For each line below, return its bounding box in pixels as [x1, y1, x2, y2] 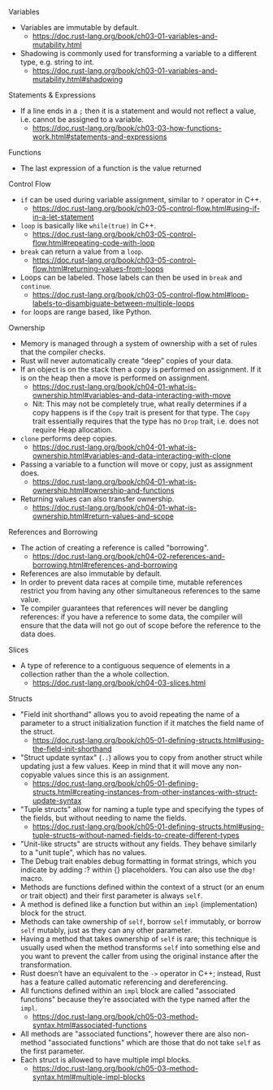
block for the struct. [19, 908, 87, 918]
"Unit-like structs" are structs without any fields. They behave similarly [19, 839, 258, 849]
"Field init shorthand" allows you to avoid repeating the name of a [19, 710, 240, 719]
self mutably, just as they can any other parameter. [19, 926, 193, 935]
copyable [19, 770, 52, 780]
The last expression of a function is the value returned [19, 163, 201, 173]
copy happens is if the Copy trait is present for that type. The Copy [32, 408, 250, 417]
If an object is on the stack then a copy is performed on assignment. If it [19, 365, 262, 374]
